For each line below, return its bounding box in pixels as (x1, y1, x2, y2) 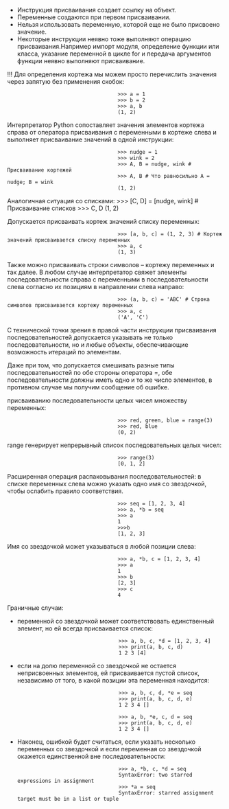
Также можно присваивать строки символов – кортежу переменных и (7, 261, 215, 269)
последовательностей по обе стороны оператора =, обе (7, 369, 173, 376)
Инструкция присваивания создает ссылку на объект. (16, 6, 176, 14)
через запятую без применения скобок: (7, 78, 125, 85)
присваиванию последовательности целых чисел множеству (7, 396, 188, 404)
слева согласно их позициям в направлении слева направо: (7, 283, 184, 290)
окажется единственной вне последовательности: (16, 752, 166, 760)
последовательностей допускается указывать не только (7, 333, 173, 341)
